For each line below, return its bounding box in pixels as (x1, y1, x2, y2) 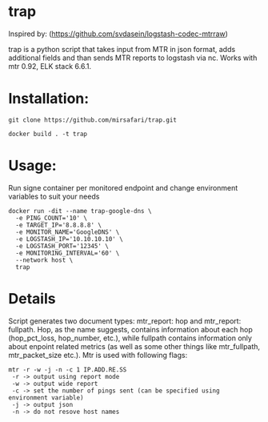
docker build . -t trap (8, 130, 88, 138)
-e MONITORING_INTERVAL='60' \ (15, 249, 120, 257)
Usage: (8, 157, 58, 175)
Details (8, 290, 56, 307)
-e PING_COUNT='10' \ (15, 214, 88, 222)
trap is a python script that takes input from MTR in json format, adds (8, 44, 236, 54)
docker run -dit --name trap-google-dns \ (8, 207, 152, 215)
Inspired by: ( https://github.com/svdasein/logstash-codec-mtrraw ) (8, 29, 228, 38)
